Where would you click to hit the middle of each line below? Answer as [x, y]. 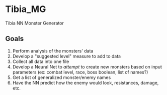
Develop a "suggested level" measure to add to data [67, 56]
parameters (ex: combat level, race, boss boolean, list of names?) [80, 72]
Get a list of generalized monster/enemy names [62, 77]
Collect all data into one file [41, 61]
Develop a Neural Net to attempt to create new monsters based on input [87, 66]
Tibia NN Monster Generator [35, 23]
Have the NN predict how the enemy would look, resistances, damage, [86, 82]
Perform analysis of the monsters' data [53, 50]
